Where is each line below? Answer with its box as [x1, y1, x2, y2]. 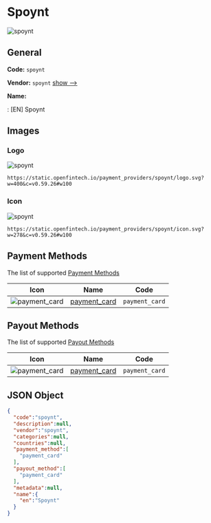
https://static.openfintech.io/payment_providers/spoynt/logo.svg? [7, 175, 205, 182]
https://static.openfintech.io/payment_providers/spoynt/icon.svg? [7, 225, 205, 233]
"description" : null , [13, 420, 72, 427]
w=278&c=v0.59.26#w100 [7, 231, 72, 238]
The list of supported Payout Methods [7, 338, 115, 346]
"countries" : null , [13, 440, 67, 447]
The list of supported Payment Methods [7, 268, 120, 277]
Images [7, 125, 40, 137]
